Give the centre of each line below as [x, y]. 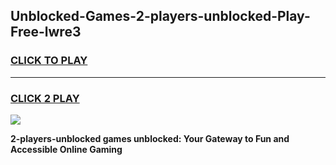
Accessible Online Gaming [66, 149]
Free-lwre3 [46, 32]
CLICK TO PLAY [49, 61]
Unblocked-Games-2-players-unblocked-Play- [160, 16]
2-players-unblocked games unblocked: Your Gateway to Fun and [150, 138]
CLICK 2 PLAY [45, 98]
